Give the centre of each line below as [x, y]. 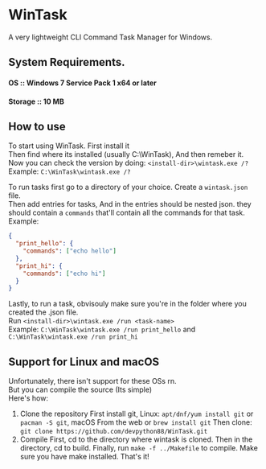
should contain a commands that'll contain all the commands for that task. [127, 213]
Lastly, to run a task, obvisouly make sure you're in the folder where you [127, 304]
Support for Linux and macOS [84, 362]
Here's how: [28, 398]
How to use [37, 126]
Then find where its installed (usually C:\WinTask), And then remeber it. [126, 154]
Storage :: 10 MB [36, 101]
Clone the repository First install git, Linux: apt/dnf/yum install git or [137, 414]
